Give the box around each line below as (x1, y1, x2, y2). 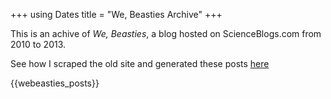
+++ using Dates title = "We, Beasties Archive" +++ (10, 9, 223, 20)
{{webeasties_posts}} (10, 77, 100, 89)
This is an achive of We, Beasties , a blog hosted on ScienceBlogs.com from (10, 28, 322, 39)
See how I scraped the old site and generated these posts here (10, 58, 270, 69)
